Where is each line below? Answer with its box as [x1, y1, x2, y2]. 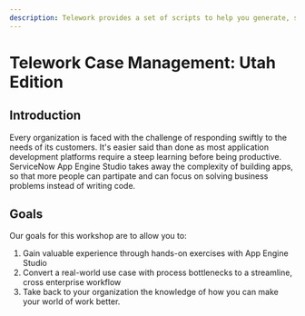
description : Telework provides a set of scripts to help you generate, [9, 13, 290, 23]
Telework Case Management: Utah [9, 52, 277, 73]
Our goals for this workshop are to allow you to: [9, 231, 188, 242]
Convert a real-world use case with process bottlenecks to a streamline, [22, 267, 293, 278]
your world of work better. [22, 296, 121, 307]
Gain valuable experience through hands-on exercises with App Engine [22, 248, 289, 259]
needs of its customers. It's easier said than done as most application [9, 142, 270, 153]
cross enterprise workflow [22, 277, 122, 288]
